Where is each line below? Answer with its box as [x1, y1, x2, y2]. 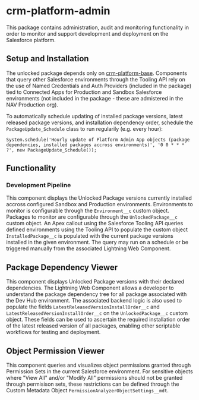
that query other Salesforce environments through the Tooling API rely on [6, 75, 185, 83]
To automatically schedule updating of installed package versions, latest [6, 112, 183, 119]
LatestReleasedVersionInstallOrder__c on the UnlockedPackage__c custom [6, 310, 188, 317]
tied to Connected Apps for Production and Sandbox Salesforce [6, 88, 162, 96]
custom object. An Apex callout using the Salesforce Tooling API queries [6, 220, 184, 227]
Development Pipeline [6, 181, 71, 190]
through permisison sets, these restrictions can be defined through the [6, 380, 179, 388]
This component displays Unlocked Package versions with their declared [6, 278, 185, 285]
